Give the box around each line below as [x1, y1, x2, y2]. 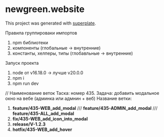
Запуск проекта [5, 60, 39, 66]
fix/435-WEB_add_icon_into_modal [12, 115, 88, 121]
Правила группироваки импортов [5, 30, 77, 36]
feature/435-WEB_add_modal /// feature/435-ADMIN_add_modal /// [12, 105, 157, 111]
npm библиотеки [12, 39, 48, 46]
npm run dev [12, 80, 39, 86]
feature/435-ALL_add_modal [12, 110, 74, 116]
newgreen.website [5, 4, 85, 15]
